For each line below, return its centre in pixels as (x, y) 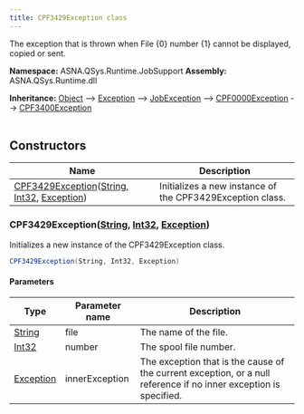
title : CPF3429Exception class (68, 18)
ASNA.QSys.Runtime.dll (53, 80)
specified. (161, 395)
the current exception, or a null (205, 372)
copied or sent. (38, 53)
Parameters (32, 282)
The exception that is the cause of (212, 361)
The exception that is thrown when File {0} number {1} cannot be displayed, (150, 43)
